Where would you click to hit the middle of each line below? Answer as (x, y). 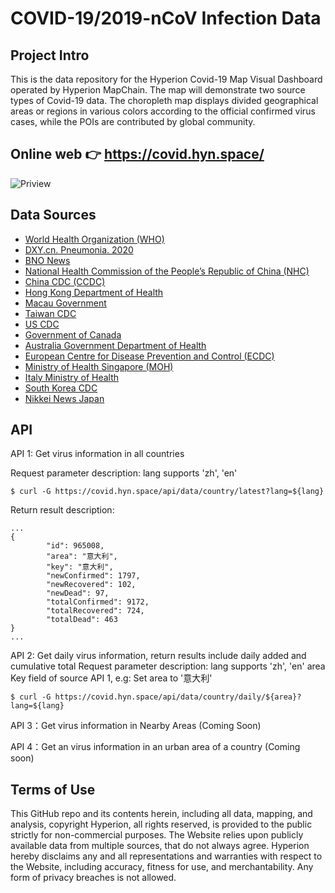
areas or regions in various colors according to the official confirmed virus (163, 111)
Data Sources (53, 215)
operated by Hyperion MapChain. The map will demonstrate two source (158, 90)
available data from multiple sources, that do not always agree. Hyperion (160, 846)
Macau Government (65, 303)
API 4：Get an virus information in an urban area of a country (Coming (155, 747)
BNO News (47, 260)
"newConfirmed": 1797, (93, 576)
